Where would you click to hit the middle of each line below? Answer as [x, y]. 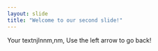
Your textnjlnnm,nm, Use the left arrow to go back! [79, 40]
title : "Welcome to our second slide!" [65, 20]
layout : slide [28, 14]
